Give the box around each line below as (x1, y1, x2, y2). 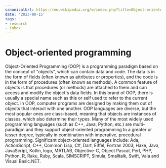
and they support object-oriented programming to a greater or (25, 127, 152, 133)
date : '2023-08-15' (5, 12, 45, 17)
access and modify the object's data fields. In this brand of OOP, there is (5, 90, 153, 96)
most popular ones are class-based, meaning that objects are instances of (5, 111, 157, 117)
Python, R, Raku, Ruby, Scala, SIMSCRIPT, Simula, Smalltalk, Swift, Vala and (5, 153, 159, 159)
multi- (133, 121, 145, 127)
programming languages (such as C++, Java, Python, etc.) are (5, 121, 132, 127)
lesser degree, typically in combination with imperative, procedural (5, 132, 141, 138)
